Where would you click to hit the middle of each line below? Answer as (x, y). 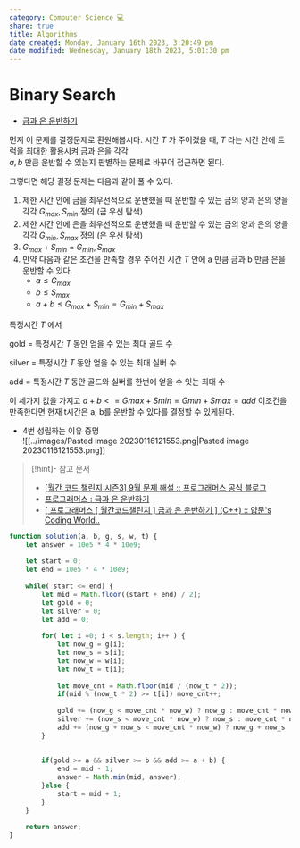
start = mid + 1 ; (89, 793)
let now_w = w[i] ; (91, 661)
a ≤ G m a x (53, 282)
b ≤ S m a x (52, 294)
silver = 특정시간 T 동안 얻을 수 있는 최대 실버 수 (93, 362)
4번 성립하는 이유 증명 (61, 431)
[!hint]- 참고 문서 (61, 468)
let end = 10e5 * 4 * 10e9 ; (77, 570)
